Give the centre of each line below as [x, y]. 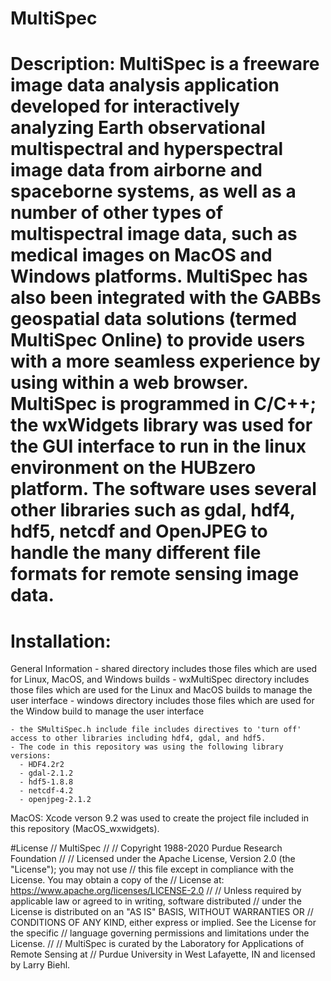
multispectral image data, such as [154, 234]
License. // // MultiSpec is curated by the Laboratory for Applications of [157, 944]
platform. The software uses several [163, 489]
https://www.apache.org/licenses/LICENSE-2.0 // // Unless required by [156, 891]
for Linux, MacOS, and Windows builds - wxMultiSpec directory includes [160, 679]
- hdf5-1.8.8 [46, 782]
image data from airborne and [136, 170]
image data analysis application [145, 85]
